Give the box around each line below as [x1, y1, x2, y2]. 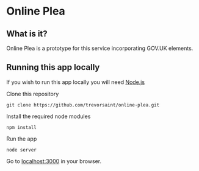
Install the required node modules [6, 113, 91, 120]
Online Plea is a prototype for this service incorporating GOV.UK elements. [6, 44, 194, 52]
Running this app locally [6, 62, 100, 72]
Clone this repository [6, 90, 59, 97]
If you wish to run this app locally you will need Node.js [6, 78, 145, 86]
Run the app [6, 135, 37, 142]
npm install [6, 124, 37, 130]
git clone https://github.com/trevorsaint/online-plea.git [6, 102, 160, 108]
